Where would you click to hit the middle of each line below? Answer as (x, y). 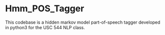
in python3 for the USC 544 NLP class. (45, 27)
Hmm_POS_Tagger (45, 9)
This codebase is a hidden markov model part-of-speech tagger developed (83, 22)
